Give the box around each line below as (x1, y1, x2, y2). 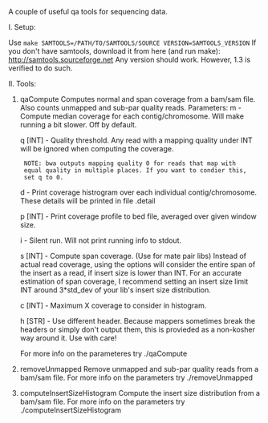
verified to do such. (8, 63, 73, 73)
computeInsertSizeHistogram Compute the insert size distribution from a (19, 389, 261, 397)
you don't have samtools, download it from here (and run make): (8, 46, 221, 55)
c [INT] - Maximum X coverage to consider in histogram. (19, 300, 207, 310)
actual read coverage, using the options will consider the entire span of (19, 260, 256, 269)
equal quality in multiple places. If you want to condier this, (23, 167, 247, 175)
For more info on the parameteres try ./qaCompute (19, 348, 188, 358)
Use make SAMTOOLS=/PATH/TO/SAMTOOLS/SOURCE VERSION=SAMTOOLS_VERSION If (8, 38, 257, 47)
